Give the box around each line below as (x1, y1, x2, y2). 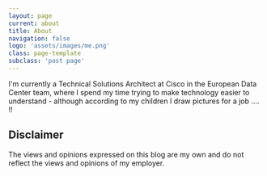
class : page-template (8, 49, 82, 57)
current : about (8, 19, 60, 27)
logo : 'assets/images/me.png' (8, 42, 111, 50)
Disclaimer (8, 128, 64, 142)
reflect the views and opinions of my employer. (8, 158, 165, 168)
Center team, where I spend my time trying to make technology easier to (8, 87, 250, 97)
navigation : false (8, 34, 70, 43)
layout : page (8, 11, 53, 20)
